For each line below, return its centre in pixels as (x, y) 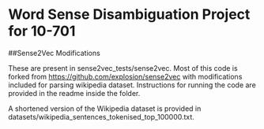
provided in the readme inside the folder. (74, 93)
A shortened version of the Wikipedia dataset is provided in (105, 109)
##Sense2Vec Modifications (54, 53)
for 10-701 (42, 31)
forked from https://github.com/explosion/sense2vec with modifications (125, 76)
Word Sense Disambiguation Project (129, 15)
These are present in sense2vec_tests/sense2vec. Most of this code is (123, 68)
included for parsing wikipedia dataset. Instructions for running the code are (132, 85)
